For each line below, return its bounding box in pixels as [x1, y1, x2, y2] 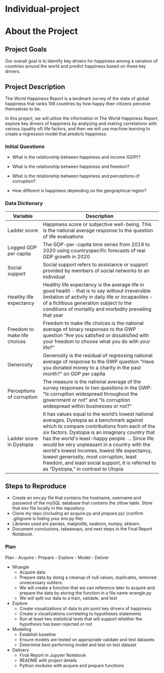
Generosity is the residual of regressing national [43, 352, 153, 359]
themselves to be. [5, 106, 41, 112]
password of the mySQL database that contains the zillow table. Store [12, 500, 153, 506]
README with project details [19, 657, 77, 663]
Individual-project [5, 3, 80, 15]
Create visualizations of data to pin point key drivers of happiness [19, 605, 152, 611]
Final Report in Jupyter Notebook [19, 652, 86, 658]
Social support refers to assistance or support [43, 261, 148, 268]
